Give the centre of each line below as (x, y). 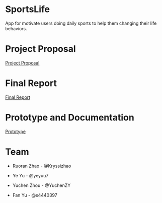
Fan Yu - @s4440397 (35, 195)
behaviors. (16, 28)
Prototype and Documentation (70, 117)
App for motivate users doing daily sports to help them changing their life (81, 23)
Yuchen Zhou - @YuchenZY (42, 185)
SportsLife (28, 9)
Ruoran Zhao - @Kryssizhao (42, 166)
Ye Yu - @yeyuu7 (30, 175)
